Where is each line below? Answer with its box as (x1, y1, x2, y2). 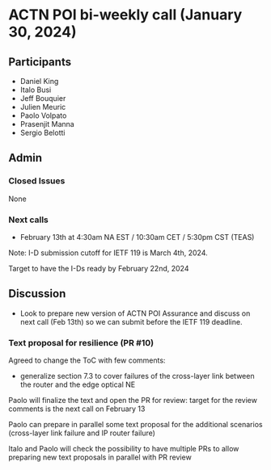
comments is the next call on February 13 (8, 404, 146, 413)
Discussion (8, 287, 66, 300)
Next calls (8, 214, 49, 225)
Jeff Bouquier (19, 94, 66, 103)
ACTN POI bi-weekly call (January (8, 6, 243, 24)
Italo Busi (19, 85, 52, 94)
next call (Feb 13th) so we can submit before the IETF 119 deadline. (19, 317, 243, 326)
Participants (8, 55, 71, 69)
